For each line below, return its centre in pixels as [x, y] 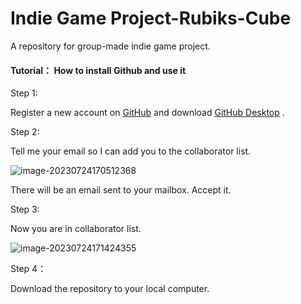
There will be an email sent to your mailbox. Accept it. [121, 190]
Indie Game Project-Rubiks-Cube [151, 18]
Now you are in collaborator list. [76, 229]
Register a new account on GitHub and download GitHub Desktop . [147, 113]
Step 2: [25, 132]
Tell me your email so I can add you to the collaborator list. [131, 151]
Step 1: [24, 93]
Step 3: [25, 209]
